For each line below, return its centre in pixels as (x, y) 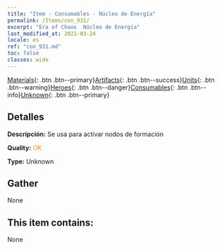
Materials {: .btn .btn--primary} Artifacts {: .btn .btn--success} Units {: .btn (111, 80)
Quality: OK (25, 147)
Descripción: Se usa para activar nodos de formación (86, 134)
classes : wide (28, 60)
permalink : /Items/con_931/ (49, 20)
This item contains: (50, 223)
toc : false (23, 54)
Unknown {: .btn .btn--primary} (65, 95)
